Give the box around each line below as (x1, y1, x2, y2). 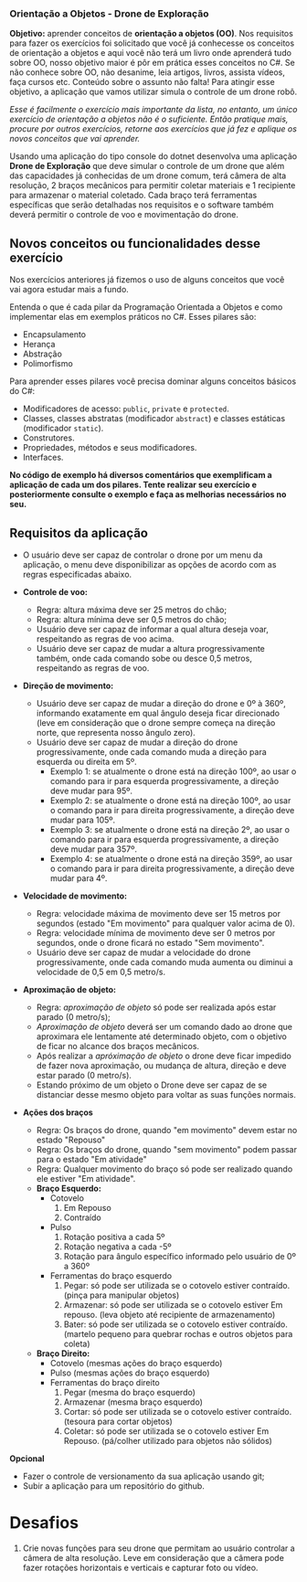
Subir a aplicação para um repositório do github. (22, 1480, 206, 1492)
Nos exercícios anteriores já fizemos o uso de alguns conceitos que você (9, 274, 285, 285)
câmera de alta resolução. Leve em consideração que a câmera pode (22, 1552, 285, 1563)
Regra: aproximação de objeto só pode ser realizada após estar (36, 1002, 277, 1013)
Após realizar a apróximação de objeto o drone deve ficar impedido (36, 1050, 292, 1061)
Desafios (9, 1513, 79, 1534)
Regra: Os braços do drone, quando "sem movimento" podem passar (36, 1143, 297, 1154)
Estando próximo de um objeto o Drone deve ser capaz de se (36, 1079, 268, 1090)
